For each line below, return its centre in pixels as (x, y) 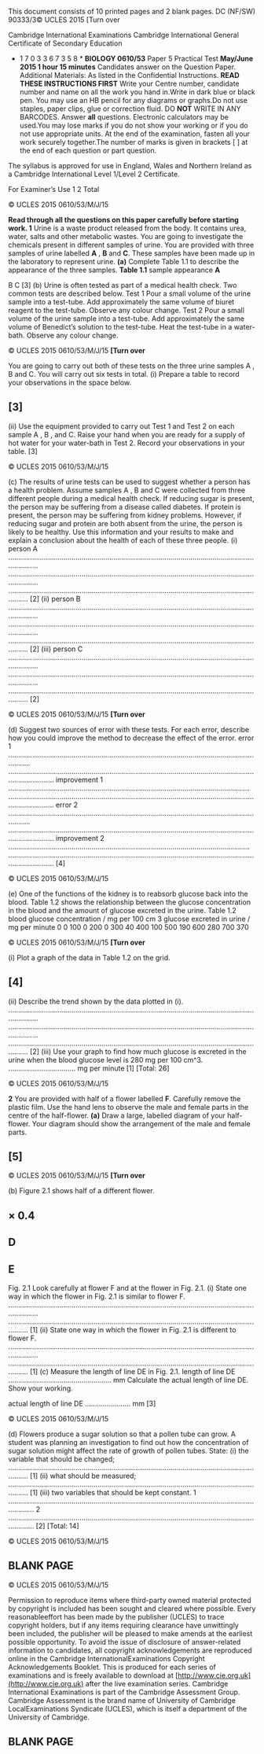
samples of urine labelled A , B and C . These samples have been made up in (132, 253)
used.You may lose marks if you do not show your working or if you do (134, 125)
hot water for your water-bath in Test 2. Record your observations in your (126, 443)
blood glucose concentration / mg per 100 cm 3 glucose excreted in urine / (129, 919)
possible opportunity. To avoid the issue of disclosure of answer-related (125, 1642)
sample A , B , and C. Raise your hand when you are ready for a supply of (126, 434)
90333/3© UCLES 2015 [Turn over (64, 20)
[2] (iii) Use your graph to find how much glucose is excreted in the (138, 1051)
